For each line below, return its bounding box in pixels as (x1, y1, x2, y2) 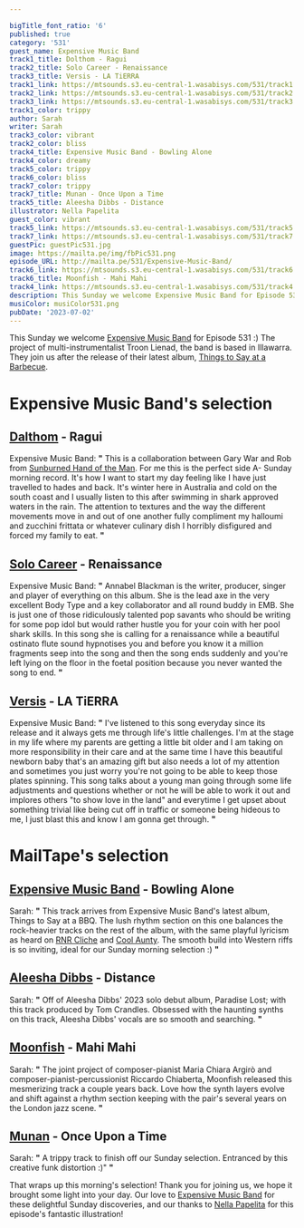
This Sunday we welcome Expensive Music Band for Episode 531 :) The (9, 333, 276, 343)
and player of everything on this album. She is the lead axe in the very (9, 590, 270, 601)
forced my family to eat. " (9, 530, 105, 541)
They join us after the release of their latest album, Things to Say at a (9, 352, 267, 363)
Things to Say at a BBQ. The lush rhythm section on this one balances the (9, 915, 283, 925)
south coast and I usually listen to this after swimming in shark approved (9, 491, 279, 503)
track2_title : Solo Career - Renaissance (9, 63, 168, 73)
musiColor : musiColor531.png (9, 299, 119, 308)
